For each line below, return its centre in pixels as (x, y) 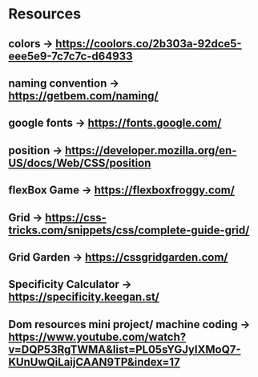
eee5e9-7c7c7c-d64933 (71, 56)
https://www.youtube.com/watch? (97, 336)
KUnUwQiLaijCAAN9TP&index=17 (94, 362)
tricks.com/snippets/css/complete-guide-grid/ (129, 230)
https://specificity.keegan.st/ (84, 297)
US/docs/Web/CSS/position (80, 162)
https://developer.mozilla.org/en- (151, 150)
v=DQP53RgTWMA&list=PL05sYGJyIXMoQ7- (125, 349)
